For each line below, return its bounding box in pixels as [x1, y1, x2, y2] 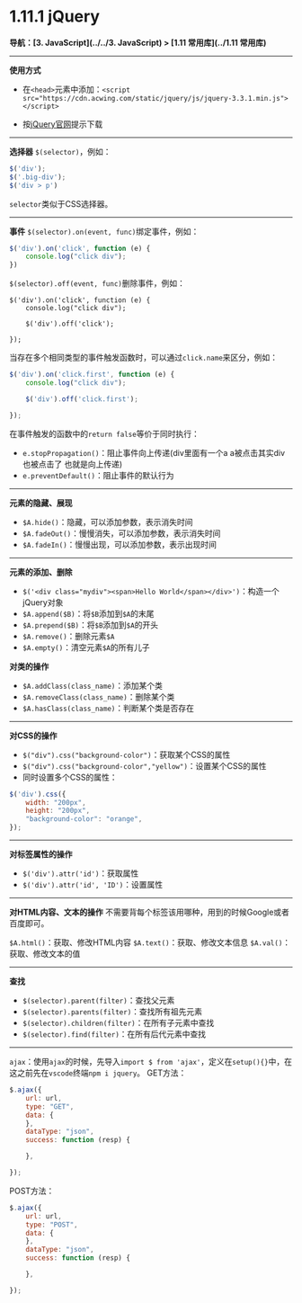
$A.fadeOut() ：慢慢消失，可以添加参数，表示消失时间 [22, 528, 221, 539]
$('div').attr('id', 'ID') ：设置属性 [22, 879, 164, 890]
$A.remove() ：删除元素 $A [22, 630, 115, 641]
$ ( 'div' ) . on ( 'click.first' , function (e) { [9, 370, 175, 379]
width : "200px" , [25, 798, 87, 807]
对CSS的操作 [9, 730, 58, 741]
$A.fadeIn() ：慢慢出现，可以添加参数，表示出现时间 [22, 539, 218, 549]
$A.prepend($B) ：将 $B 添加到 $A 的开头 [22, 619, 159, 630]
